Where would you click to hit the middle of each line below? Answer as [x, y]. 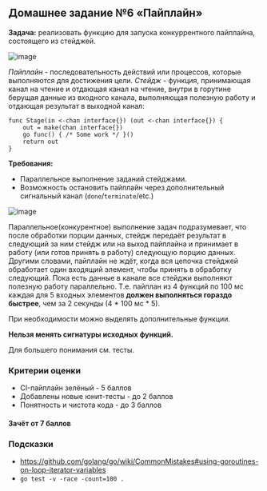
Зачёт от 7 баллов [40, 423]
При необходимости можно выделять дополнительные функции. [119, 318]
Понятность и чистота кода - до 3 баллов [91, 405]
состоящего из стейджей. [52, 41]
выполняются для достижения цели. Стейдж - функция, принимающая [130, 80]
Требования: [31, 163]
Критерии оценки [45, 370]
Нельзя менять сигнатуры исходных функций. [91, 334]
